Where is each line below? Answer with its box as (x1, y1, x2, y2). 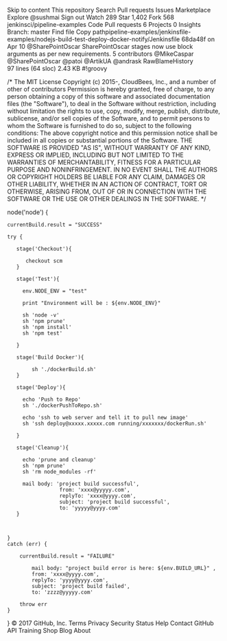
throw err (19, 601, 48, 608)
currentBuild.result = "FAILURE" (19, 553, 115, 560)
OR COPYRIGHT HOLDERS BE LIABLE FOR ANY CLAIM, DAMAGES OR (7, 173, 206, 181)
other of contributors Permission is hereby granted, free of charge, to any (7, 85, 215, 93)
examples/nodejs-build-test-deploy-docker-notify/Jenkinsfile (7, 35, 180, 43)
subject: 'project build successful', (59, 498, 170, 505)
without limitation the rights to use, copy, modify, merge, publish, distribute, (7, 107, 221, 115)
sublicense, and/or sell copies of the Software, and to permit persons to (7, 114, 211, 123)
